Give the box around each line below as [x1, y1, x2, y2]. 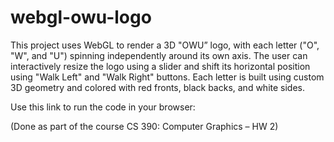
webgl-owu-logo [10, 6, 152, 29]
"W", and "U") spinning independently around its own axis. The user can [10, 49, 308, 61]
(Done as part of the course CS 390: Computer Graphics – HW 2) [10, 120, 279, 132]
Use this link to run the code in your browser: [10, 101, 196, 113]
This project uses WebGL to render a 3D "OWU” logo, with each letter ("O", [10, 39, 320, 51]
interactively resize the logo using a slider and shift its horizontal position [10, 60, 311, 72]
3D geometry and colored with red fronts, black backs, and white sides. [10, 81, 306, 93]
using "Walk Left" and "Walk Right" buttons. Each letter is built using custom [10, 71, 325, 83]
